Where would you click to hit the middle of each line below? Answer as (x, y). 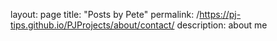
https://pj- (220, 14)
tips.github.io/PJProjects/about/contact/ (92, 25)
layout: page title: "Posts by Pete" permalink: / (105, 14)
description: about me (222, 25)
